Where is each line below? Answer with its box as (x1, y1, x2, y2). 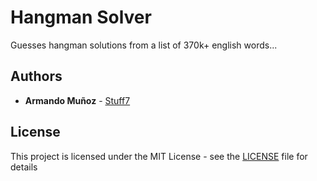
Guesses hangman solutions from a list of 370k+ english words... (10, 39, 278, 51)
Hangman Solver (10, 6, 152, 29)
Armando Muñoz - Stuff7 (24, 94, 131, 106)
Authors (10, 68, 63, 85)
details (10, 161, 38, 173)
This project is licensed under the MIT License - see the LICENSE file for (10, 150, 308, 162)
